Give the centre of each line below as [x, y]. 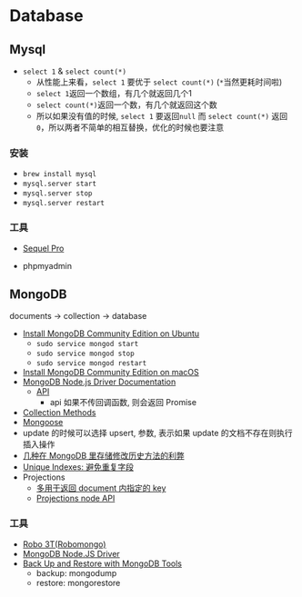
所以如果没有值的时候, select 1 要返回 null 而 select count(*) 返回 [162, 116]
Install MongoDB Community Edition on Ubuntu [111, 333]
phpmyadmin [47, 265]
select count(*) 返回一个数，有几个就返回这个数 [126, 104]
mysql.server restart [63, 204]
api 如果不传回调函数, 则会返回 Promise [123, 403]
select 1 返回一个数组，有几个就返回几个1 [114, 93]
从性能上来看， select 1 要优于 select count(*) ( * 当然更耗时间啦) [159, 82]
